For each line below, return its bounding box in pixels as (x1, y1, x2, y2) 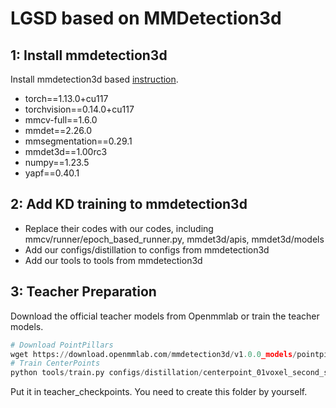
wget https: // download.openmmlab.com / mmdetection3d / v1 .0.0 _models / (10, 349, 298, 359)
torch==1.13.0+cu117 (24, 93, 109, 104)
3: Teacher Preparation (10, 283, 157, 301)
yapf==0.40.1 (24, 167, 80, 179)
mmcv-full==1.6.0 (24, 114, 98, 126)
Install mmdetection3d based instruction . (10, 73, 179, 85)
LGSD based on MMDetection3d (10, 7, 282, 30)
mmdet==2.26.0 (24, 125, 92, 136)
